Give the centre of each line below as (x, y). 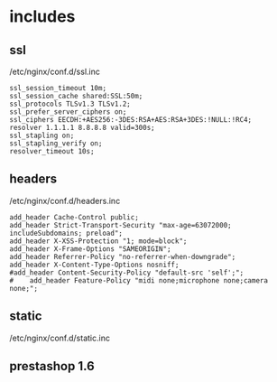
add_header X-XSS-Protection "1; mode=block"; (98, 241)
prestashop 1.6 (52, 366)
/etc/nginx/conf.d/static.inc (60, 338)
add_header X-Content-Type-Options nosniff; (94, 265)
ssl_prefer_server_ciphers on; (68, 112)
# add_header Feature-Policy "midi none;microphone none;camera (139, 280)
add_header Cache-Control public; (74, 217)
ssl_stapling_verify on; (56, 144)
